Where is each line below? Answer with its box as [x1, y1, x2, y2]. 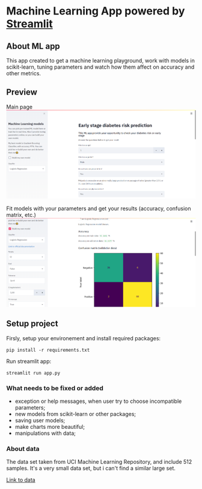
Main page [6, 103, 33, 110]
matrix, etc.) [6, 211, 36, 219]
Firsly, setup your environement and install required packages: [6, 334, 161, 341]
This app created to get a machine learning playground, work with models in [6, 57, 195, 64]
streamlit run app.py [6, 370, 61, 376]
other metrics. [6, 70, 41, 76]
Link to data [6, 476, 35, 484]
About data [6, 444, 40, 453]
